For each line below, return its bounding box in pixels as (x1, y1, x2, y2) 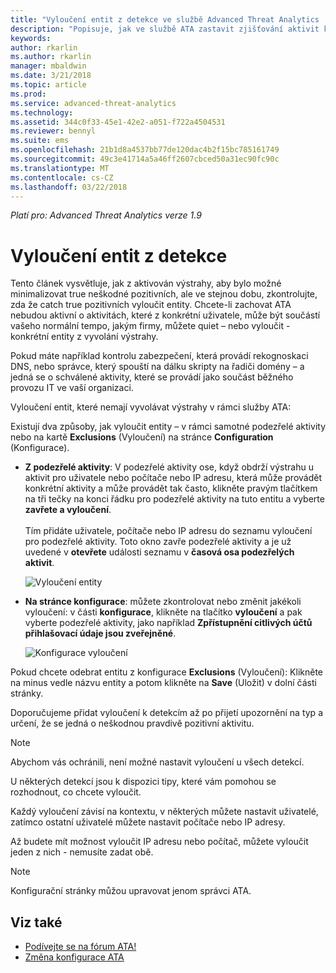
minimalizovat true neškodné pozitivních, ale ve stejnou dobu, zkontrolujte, (10, 288, 318, 300)
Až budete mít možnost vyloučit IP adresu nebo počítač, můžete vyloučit (10, 836, 309, 848)
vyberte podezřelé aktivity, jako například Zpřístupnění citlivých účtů (24, 617, 313, 629)
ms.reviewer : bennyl (10, 126, 97, 136)
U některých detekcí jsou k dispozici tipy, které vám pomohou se (10, 776, 277, 788)
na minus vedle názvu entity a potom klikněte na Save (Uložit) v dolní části (10, 677, 317, 689)
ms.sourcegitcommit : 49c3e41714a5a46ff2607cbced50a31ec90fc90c (10, 154, 280, 164)
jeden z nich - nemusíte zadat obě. (10, 846, 154, 858)
